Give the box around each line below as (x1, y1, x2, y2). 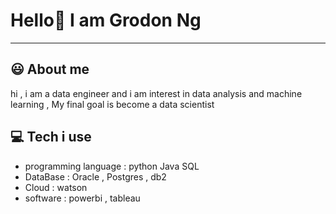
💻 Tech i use (10, 129, 92, 146)
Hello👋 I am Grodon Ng (10, 9, 202, 32)
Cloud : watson (24, 181, 88, 193)
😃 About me (10, 61, 90, 78)
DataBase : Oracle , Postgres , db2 (24, 170, 167, 183)
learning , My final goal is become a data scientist (10, 98, 215, 110)
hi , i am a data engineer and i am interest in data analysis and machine (10, 87, 303, 99)
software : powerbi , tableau (24, 192, 141, 204)
